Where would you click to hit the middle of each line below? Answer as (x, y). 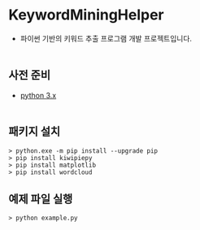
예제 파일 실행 (41, 199)
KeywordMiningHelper (86, 15)
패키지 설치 (35, 132)
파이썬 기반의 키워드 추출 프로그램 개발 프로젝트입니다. (106, 38)
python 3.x (38, 95)
